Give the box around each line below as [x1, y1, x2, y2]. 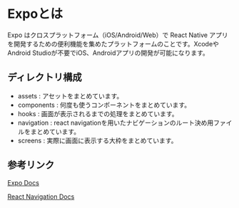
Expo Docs [7, 178, 39, 187]
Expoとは [7, 6, 63, 22]
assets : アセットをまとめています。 [17, 91, 123, 100]
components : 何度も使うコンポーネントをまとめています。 [17, 100, 191, 109]
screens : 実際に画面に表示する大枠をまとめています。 [17, 136, 178, 145]
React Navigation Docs [7, 192, 75, 201]
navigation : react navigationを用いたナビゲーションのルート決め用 [17, 118, 214, 127]
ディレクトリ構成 [7, 71, 82, 83]
